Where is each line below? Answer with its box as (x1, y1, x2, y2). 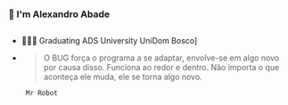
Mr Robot (25, 89, 59, 98)
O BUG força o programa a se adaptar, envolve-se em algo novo (43, 52, 280, 63)
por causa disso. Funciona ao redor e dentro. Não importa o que (43, 62, 280, 73)
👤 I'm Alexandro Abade (8, 8, 111, 20)
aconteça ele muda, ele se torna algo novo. (43, 71, 202, 83)
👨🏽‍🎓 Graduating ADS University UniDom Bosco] (21, 36, 198, 46)
